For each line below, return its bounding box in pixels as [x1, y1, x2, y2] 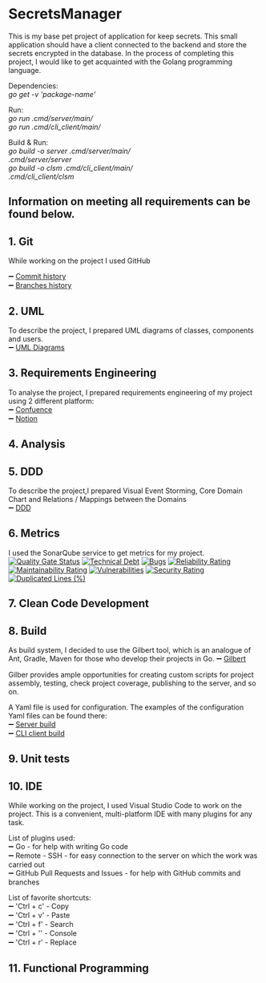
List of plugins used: [8, 833, 75, 843]
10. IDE [8, 779, 42, 793]
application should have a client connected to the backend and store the [8, 39, 247, 49]
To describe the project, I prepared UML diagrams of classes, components [8, 326, 254, 335]
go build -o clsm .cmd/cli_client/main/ [8, 163, 134, 172]
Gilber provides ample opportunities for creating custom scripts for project [8, 669, 254, 679]
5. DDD [8, 464, 44, 478]
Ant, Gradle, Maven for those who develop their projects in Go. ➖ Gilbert [8, 653, 247, 663]
